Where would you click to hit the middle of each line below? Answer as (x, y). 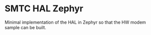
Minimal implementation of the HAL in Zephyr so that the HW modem (75, 22)
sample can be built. (25, 27)
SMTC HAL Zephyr (44, 9)
